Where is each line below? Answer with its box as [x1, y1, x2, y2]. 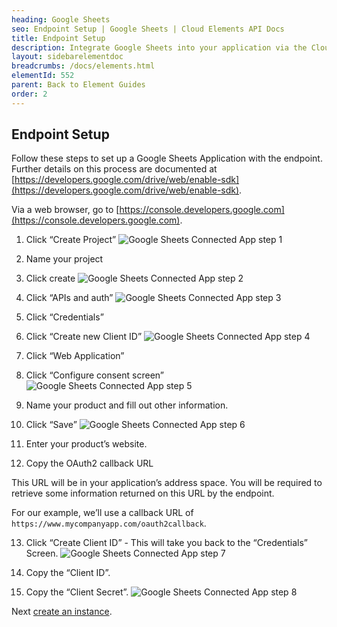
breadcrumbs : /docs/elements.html [11, 61, 156, 71]
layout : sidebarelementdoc [11, 52, 124, 62]
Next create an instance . [11, 606, 113, 618]
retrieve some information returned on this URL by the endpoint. [11, 487, 275, 500]
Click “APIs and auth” [25, 292, 114, 304]
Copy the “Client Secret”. [25, 586, 129, 598]
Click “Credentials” [25, 311, 104, 323]
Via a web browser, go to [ [11, 204, 120, 216]
